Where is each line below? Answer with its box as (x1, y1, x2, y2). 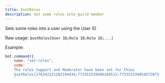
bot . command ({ (5, 54, 34, 59)
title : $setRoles (5, 7, 41, 12)
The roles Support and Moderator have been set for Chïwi (14, 67, 135, 73)
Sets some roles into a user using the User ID (5, 25, 97, 31)
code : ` (14, 63, 29, 68)
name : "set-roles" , (14, 58, 54, 63)
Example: (5, 44, 24, 50)
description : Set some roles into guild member (5, 12, 105, 17)
